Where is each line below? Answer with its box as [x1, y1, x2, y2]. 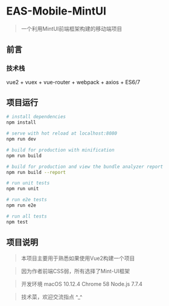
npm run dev [6, 136, 36, 142]
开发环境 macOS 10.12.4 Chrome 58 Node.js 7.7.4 [21, 280, 143, 287]
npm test [6, 219, 28, 225]
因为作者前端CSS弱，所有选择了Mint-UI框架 [21, 267, 130, 274]
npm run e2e [6, 202, 36, 208]
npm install [6, 119, 36, 125]
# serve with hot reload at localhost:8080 [6, 130, 118, 137]
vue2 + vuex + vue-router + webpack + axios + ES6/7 [6, 78, 141, 85]
